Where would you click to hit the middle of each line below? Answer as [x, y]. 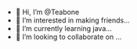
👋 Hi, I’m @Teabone [47, 12]
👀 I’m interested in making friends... [73, 20]
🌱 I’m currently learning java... [63, 28]
